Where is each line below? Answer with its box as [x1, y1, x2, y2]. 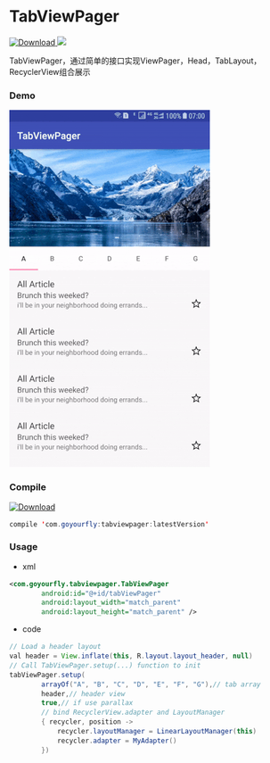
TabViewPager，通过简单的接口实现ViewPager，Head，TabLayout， [9, 55, 262, 66]
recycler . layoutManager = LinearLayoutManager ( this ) [56, 727, 257, 736]
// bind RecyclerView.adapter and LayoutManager [41, 708, 225, 717]
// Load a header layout [9, 643, 102, 651]
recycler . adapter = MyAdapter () [56, 736, 177, 745]
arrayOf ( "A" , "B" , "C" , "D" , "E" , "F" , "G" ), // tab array [41, 680, 261, 689]
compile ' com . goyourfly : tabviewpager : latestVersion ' [9, 519, 209, 528]
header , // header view [41, 689, 126, 698]
